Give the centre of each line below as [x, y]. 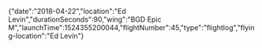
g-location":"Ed [34, 36]
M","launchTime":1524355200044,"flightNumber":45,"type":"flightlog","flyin [131, 27]
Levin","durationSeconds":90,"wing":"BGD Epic [85, 19]
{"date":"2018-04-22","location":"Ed [67, 11]
